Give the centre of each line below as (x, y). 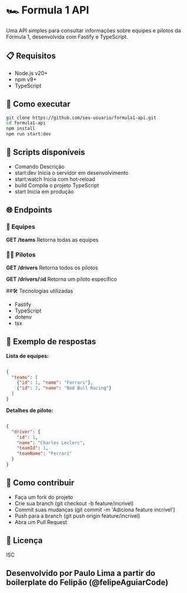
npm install (21, 129)
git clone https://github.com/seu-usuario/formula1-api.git (81, 118)
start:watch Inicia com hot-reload (55, 179)
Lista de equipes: (28, 356)
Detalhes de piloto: (30, 410)
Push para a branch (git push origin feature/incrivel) (77, 516)
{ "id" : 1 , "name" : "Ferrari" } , (55, 383)
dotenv (23, 317)
